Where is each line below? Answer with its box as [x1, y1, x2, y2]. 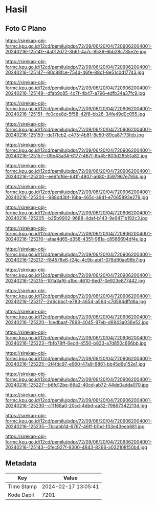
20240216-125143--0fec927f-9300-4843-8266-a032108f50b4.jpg [5, 445, 147, 450]
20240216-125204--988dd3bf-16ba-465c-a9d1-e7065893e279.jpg [5, 194, 148, 200]
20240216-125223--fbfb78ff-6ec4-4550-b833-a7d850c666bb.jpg [5, 340, 147, 346]
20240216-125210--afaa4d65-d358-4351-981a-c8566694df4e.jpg [5, 236, 147, 242]
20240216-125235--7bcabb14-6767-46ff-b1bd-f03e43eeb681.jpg [5, 423, 145, 429]
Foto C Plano [5, 24, 47, 33]
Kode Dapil [8, 491, 34, 498]
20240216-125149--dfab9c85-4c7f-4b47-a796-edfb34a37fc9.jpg [5, 90, 145, 96]
